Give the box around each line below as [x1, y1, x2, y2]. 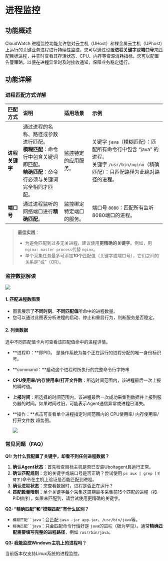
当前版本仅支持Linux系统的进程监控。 [5, 550, 82, 556]
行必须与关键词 [22, 176, 58, 183]
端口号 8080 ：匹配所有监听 [91, 204, 154, 211]
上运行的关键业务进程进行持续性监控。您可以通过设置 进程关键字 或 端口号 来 [5, 47, 158, 53]
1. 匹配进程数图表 [5, 296, 40, 302]
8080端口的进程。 [91, 211, 135, 218]
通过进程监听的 [22, 200, 58, 207]
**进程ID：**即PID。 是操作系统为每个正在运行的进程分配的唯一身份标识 [12, 350, 161, 356]
